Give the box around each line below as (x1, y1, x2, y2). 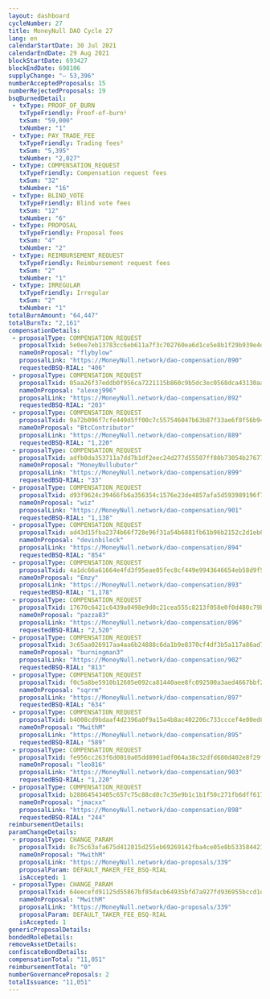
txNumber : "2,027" (18, 154, 81, 162)
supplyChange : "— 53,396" (8, 72, 95, 80)
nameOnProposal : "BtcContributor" (18, 424, 135, 432)
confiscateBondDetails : (8, 948, 88, 956)
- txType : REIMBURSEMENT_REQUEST (11, 251, 125, 259)
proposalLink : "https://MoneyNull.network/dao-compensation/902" (18, 656, 243, 665)
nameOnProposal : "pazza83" (18, 611, 110, 619)
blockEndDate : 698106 (8, 64, 81, 73)
